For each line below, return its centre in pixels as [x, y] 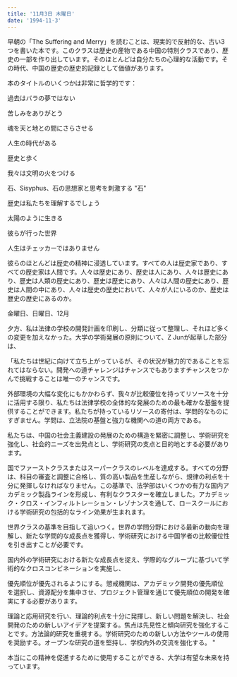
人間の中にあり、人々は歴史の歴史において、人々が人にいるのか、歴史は [124, 289]
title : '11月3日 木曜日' [41, 14]
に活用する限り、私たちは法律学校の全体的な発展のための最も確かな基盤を [115, 402]
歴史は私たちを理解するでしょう [54, 203]
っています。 [25, 666]
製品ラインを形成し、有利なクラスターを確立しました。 [118, 494]
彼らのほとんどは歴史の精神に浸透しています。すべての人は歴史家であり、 [115, 263]
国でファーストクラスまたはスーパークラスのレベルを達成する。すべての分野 [118, 467]
